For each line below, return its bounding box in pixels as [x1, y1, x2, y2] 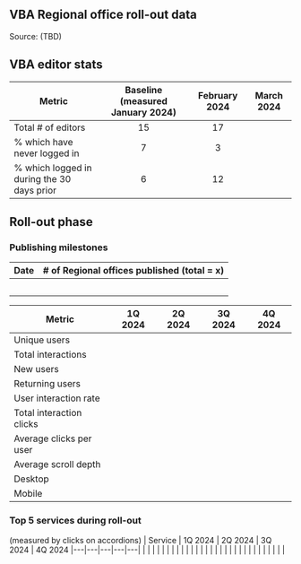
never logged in [13, 147, 80, 160]
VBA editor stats [9, 57, 103, 73]
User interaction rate [13, 392, 100, 404]
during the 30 [13, 172, 72, 185]
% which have [13, 135, 73, 148]
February [198, 89, 238, 101]
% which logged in [13, 161, 92, 174]
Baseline [125, 83, 163, 96]
